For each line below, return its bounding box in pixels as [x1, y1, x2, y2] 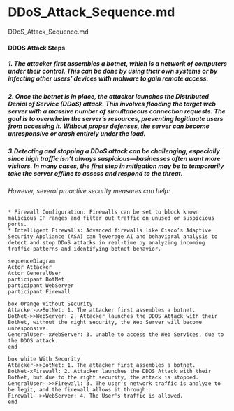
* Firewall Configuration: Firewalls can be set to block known [8, 208, 199, 216]
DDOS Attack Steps [8, 43, 66, 52]
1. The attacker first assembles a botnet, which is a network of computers [8, 60, 228, 68]
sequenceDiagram [8, 257, 55, 265]
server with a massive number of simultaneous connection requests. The [8, 106, 226, 116]
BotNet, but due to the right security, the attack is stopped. [8, 374, 199, 381]
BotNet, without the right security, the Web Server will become [8, 319, 202, 326]
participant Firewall [8, 288, 71, 295]
